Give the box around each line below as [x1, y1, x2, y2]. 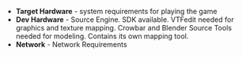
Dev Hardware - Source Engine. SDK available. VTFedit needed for [15, 15, 235, 24]
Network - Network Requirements [15, 40, 128, 49]
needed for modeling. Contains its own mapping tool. [15, 31, 189, 41]
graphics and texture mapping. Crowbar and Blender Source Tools [15, 23, 232, 32]
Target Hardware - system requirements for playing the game [15, 7, 217, 16]
